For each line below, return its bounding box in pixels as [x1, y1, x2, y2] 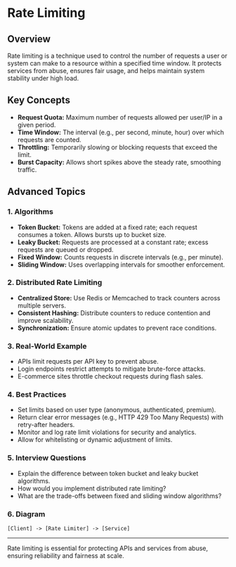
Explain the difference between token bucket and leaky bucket [17, 469, 199, 478]
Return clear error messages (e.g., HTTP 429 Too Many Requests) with [17, 413, 223, 421]
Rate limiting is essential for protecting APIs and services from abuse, [7, 544, 209, 552]
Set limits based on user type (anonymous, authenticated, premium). [17, 406, 216, 414]
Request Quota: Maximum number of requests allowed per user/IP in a [17, 113, 223, 121]
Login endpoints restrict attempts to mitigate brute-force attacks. [17, 364, 206, 374]
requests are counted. [17, 135, 82, 144]
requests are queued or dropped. [17, 245, 114, 254]
